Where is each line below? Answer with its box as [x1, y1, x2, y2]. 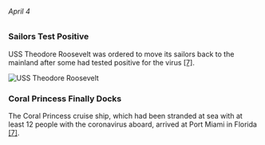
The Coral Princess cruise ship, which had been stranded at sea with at [8, 111, 243, 120]
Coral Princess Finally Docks [8, 92, 122, 104]
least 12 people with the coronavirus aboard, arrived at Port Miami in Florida [8, 120, 258, 129]
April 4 [8, 6, 30, 16]
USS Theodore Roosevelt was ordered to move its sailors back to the [8, 49, 235, 59]
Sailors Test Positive [8, 31, 89, 42]
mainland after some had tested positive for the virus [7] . [8, 57, 196, 67]
